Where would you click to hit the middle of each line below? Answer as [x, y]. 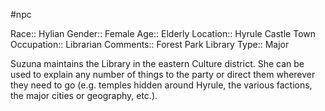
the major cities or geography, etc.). [84, 95]
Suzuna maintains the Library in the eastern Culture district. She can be [157, 63]
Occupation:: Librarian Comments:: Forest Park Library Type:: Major [150, 44]
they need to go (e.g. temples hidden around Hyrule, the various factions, [161, 85]
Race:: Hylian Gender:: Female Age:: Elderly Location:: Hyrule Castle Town [163, 33]
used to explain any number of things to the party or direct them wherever [163, 74]
